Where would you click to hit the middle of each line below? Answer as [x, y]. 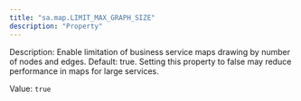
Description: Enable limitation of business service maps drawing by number [150, 51]
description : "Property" [56, 26]
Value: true [30, 88]
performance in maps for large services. [85, 71]
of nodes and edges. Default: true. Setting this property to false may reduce [150, 61]
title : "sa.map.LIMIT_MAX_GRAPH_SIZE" [82, 18]
